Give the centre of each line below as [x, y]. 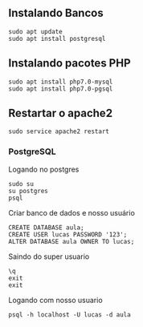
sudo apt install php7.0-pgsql [61, 89]
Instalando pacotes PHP [69, 63]
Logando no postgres [44, 169]
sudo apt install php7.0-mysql [61, 82]
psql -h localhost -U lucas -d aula [69, 315]
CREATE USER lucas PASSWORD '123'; [68, 234]
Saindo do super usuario [49, 256]
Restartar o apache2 [61, 113]
